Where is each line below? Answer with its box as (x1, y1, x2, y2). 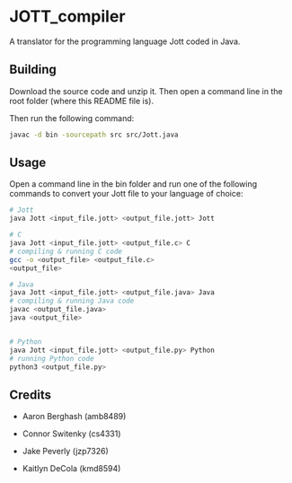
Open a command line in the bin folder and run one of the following (9, 179, 258, 189)
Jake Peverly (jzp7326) (22, 446, 110, 457)
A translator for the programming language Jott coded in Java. (9, 36, 241, 47)
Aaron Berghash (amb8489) (22, 411, 127, 422)
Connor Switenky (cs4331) (22, 428, 121, 439)
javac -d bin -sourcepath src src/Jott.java (9, 130, 179, 139)
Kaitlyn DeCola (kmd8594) (22, 463, 121, 474)
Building (9, 62, 57, 77)
